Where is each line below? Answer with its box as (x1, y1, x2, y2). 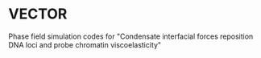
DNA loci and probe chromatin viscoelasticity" (8, 39, 162, 49)
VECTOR (8, 5, 68, 23)
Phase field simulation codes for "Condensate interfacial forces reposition (8, 31, 254, 41)
